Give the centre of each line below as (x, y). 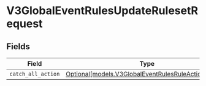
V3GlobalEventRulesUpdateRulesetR (102, 11)
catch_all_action (35, 74)
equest (25, 24)
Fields (18, 46)
